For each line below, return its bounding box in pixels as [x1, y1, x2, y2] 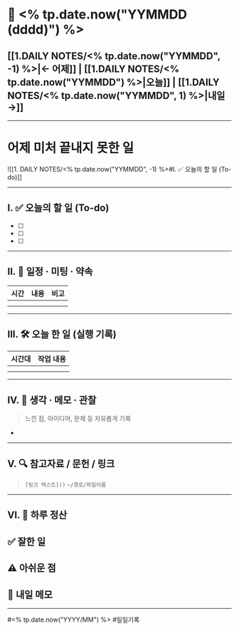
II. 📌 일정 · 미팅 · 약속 [7, 266, 93, 278]
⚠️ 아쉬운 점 [7, 562, 56, 574]
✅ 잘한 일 [7, 536, 46, 548]
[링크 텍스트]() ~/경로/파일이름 [24, 481, 107, 489]
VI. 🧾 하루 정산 [7, 509, 68, 521]
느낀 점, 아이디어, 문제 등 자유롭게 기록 [24, 414, 132, 423]
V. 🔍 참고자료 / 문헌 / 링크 [7, 457, 115, 469]
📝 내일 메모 [7, 588, 53, 600]
